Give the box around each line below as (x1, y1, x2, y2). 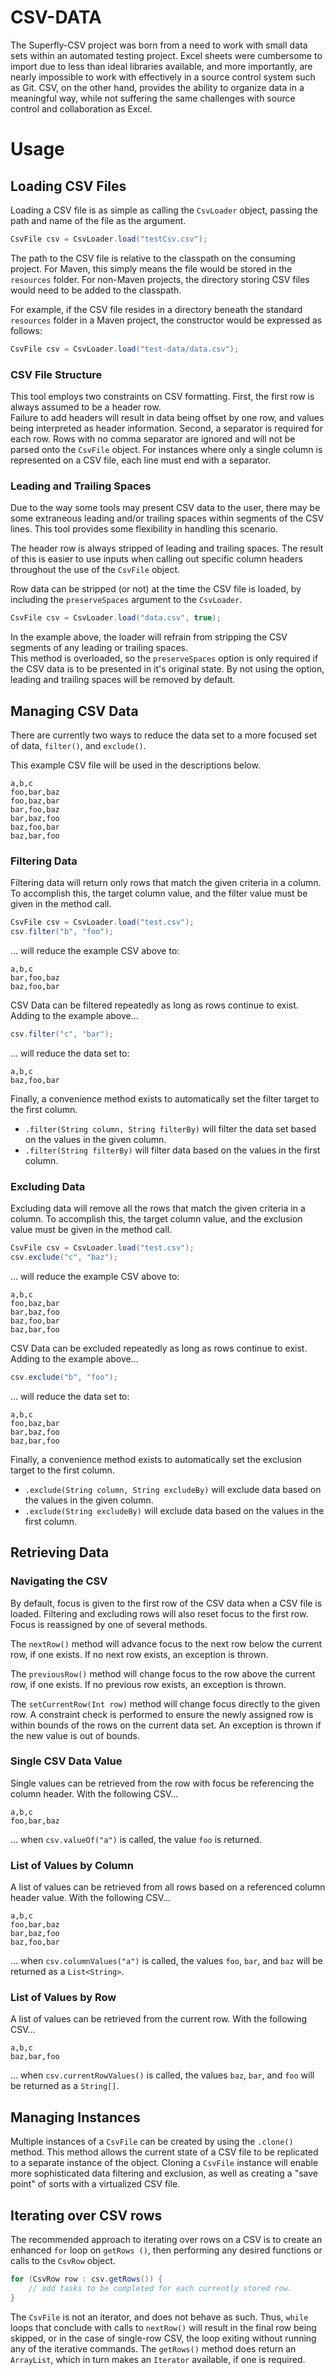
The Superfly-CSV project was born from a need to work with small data (10, 39, 308, 51)
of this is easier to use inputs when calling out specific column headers (10, 553, 303, 565)
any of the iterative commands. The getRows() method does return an (10, 2342, 297, 2355)
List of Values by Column (10, 1858, 134, 1872)
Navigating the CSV (10, 1574, 108, 1588)
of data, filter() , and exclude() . (10, 739, 147, 751)
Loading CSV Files (10, 177, 127, 195)
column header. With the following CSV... (10, 1787, 179, 1800)
